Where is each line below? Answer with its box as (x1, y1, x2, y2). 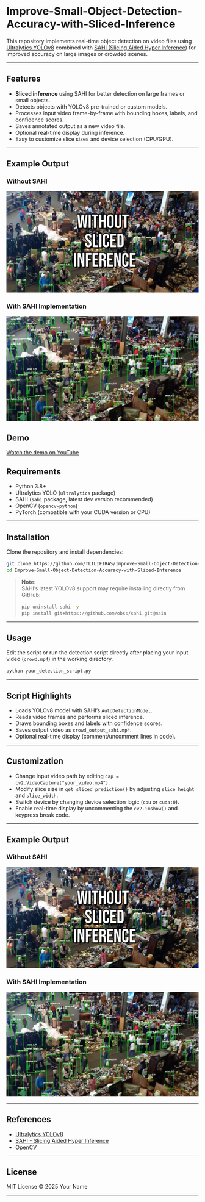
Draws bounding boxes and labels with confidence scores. (15, 720, 163, 727)
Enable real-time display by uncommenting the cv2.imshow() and (15, 804, 178, 812)
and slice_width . (15, 792, 59, 799)
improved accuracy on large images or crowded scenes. (6, 50, 148, 57)
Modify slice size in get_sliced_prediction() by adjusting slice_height (15, 785, 195, 792)
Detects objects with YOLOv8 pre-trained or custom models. (15, 102, 168, 110)
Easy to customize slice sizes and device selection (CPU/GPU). (15, 135, 174, 143)
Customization (6, 756, 64, 767)
